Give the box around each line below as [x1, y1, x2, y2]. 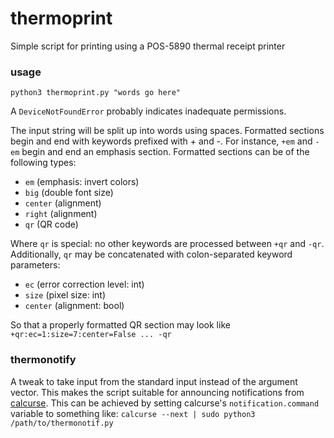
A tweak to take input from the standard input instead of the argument [10, 375, 298, 387]
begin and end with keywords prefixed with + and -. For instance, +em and [10, 135, 313, 147]
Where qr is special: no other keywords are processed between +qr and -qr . [10, 238, 325, 250]
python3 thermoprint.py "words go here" [10, 88, 182, 98]
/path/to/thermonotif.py [10, 418, 114, 428]
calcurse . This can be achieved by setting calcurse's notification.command [10, 397, 320, 409]
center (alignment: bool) [24, 300, 125, 312]
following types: [10, 157, 77, 169]
